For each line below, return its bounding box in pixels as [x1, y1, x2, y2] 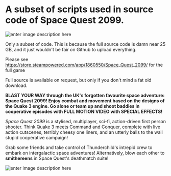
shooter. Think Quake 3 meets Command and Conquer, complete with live [5, 124, 161, 130]
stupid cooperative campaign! [5, 134, 68, 140]
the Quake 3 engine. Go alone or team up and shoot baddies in [5, 103, 140, 109]
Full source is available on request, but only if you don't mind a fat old [5, 77, 152, 83]
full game [5, 67, 26, 73]
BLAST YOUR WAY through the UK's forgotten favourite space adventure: [5, 92, 165, 98]
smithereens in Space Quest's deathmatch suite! [5, 155, 109, 161]
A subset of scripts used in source [5, 4, 154, 15]
